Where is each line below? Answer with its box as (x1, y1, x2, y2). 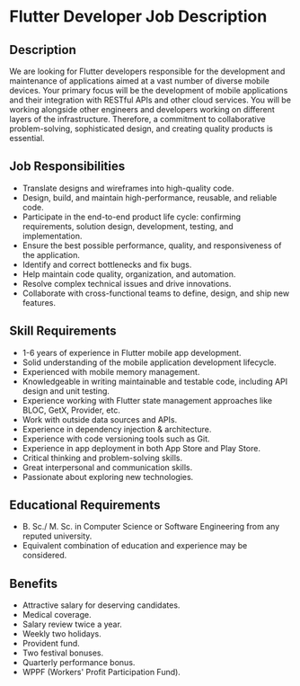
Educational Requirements (9, 497, 161, 513)
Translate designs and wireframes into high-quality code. (22, 183, 234, 193)
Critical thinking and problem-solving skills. (22, 452, 182, 463)
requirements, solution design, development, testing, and (22, 220, 234, 231)
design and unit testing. (22, 385, 110, 396)
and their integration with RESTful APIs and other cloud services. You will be (9, 94, 292, 105)
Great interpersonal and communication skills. (22, 461, 193, 473)
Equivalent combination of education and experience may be (22, 540, 248, 551)
